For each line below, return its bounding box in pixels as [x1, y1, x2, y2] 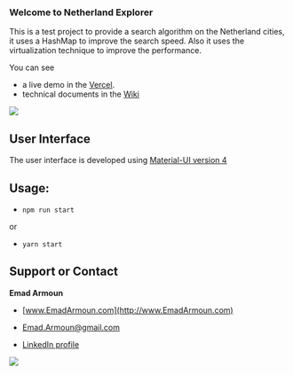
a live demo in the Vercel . [21, 80, 115, 90]
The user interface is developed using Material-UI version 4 [9, 155, 228, 166]
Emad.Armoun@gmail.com [21, 322, 121, 332]
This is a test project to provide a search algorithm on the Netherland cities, [9, 27, 286, 37]
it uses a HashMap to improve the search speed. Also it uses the [9, 35, 245, 46]
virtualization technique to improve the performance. [9, 45, 202, 56]
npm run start [21, 206, 75, 215]
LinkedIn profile [21, 339, 80, 349]
